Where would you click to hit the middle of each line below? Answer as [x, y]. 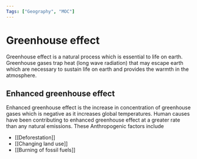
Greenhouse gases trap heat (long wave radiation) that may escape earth [95, 63]
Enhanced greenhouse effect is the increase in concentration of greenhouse [98, 108]
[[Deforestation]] [35, 137]
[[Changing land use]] [41, 144]
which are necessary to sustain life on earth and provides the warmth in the [98, 69]
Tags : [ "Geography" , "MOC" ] [41, 11]
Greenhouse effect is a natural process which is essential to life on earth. [94, 57]
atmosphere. [21, 75]
